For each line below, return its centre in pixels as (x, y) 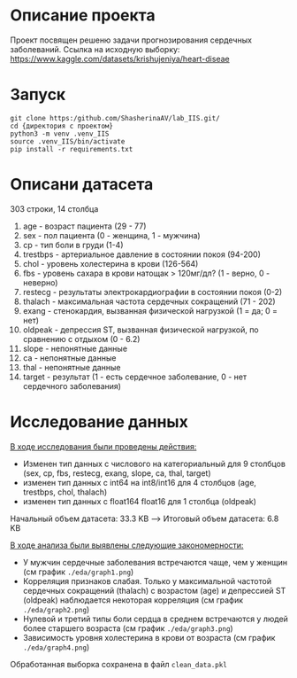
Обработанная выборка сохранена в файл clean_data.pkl (119, 664)
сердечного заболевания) (72, 386)
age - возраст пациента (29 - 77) (84, 226)
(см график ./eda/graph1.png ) (78, 572)
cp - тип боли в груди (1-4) (73, 245)
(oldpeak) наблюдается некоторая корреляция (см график (133, 600)
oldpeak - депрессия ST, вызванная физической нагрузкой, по (141, 330)
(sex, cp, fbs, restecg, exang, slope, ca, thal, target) (117, 473)
